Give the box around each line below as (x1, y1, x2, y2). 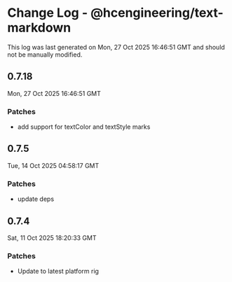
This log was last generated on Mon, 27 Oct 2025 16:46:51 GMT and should (7, 43, 226, 51)
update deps (17, 195, 55, 204)
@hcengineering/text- (90, 5, 224, 21)
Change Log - (7, 5, 88, 21)
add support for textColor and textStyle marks (17, 122, 151, 131)
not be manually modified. (7, 50, 83, 59)
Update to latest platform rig (17, 267, 100, 276)
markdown (7, 20, 71, 36)
